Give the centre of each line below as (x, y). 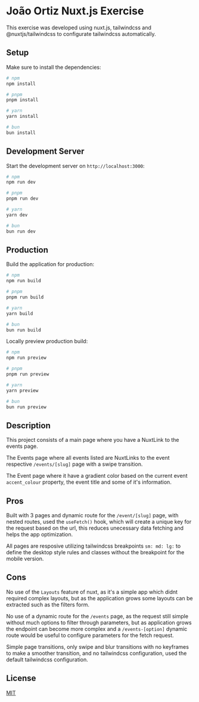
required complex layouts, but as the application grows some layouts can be (99, 598)
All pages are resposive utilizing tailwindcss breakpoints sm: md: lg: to (94, 546)
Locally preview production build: (47, 341)
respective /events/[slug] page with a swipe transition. (74, 464)
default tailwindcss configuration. (47, 660)
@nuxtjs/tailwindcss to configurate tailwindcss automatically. (81, 33)
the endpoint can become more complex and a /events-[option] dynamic (97, 628)
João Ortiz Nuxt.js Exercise (75, 11)
